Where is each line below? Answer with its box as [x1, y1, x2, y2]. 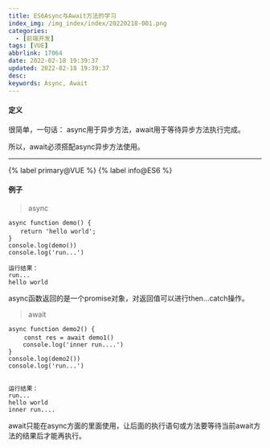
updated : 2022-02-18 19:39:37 [8, 64, 110, 73]
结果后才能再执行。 [22, 430, 86, 440]
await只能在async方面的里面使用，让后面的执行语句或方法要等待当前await [8, 421, 254, 430]
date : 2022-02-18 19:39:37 [8, 57, 99, 65]
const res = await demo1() [23, 334, 114, 342]
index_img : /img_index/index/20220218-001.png [8, 19, 167, 27]
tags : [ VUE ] [8, 42, 48, 50]
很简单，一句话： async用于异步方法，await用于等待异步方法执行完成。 [8, 124, 245, 134]
